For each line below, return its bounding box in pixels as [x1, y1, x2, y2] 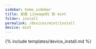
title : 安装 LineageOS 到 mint [5, 12, 67, 16]
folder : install [5, 16, 38, 21]
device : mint [5, 25, 32, 30]
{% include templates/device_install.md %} [5, 38, 92, 44]
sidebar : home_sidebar [5, 7, 51, 12]
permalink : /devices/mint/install [5, 20, 76, 26]
